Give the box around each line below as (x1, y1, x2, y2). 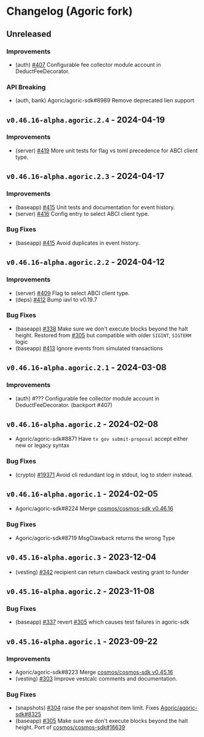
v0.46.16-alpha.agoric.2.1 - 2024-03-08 (6, 362, 167, 373)
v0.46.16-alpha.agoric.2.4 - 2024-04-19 (6, 115, 165, 125)
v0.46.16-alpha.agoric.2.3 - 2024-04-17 (6, 171, 165, 181)
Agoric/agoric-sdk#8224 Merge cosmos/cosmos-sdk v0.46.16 (15, 505, 173, 513)
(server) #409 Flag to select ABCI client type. (15, 289, 130, 297)
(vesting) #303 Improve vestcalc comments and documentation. (15, 674, 178, 682)
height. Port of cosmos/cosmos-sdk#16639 (15, 724, 126, 731)
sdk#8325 (15, 711, 42, 718)
